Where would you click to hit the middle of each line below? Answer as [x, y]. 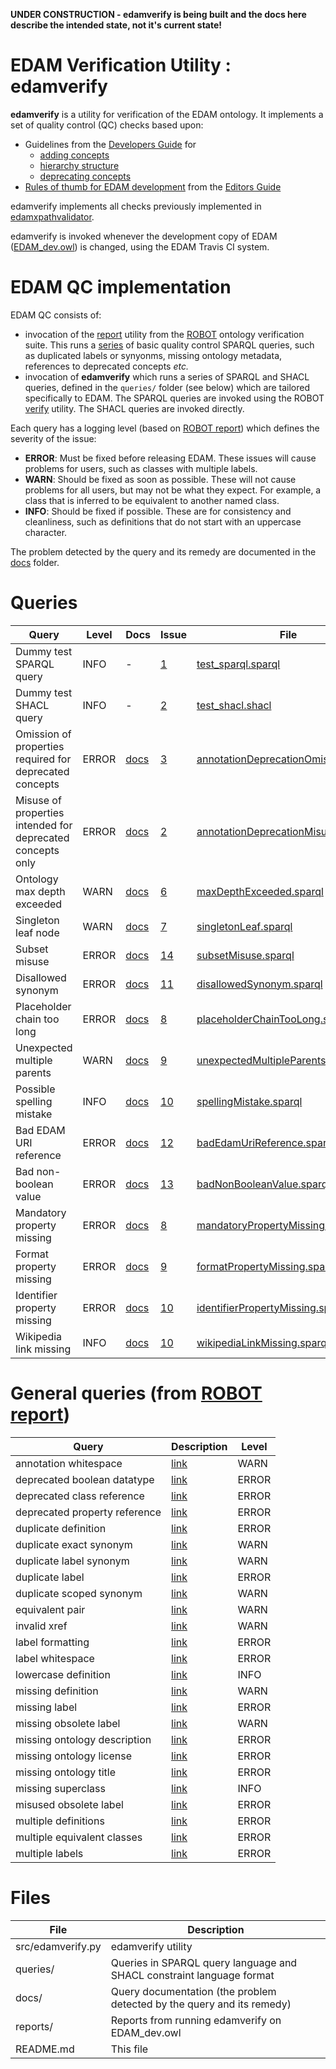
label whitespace [55, 1658]
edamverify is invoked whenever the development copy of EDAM [144, 236]
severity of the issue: [53, 438]
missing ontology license [73, 1756]
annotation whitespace [69, 1463]
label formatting [52, 1642]
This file [129, 2049]
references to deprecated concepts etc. [107, 366]
